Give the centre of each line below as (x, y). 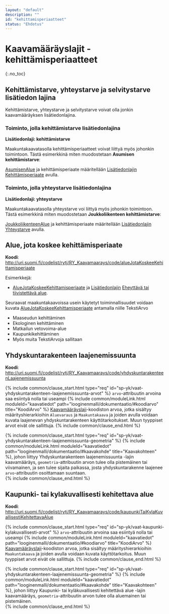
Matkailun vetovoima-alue (39, 328)
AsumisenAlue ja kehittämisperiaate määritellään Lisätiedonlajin (71, 169)
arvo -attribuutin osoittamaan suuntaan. (46, 473)
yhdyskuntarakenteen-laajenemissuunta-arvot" (54, 393)
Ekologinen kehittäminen (38, 323)
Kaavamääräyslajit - (48, 49)
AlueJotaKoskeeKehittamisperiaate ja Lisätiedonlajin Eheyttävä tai (81, 288)
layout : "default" (24, 10)
